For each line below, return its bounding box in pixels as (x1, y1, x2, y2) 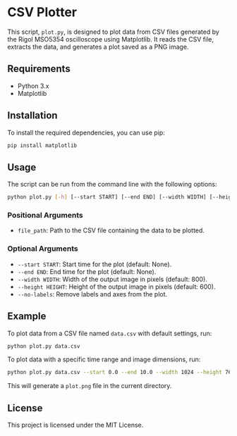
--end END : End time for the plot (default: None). (17, 267, 157, 275)
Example (7, 311, 47, 323)
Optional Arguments (7, 244, 79, 254)
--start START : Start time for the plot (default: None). (17, 260, 172, 268)
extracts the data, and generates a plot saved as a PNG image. (7, 42, 189, 51)
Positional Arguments (7, 211, 83, 220)
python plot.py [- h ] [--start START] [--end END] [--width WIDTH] (7, 194, 207, 201)
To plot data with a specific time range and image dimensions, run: (7, 355, 201, 363)
